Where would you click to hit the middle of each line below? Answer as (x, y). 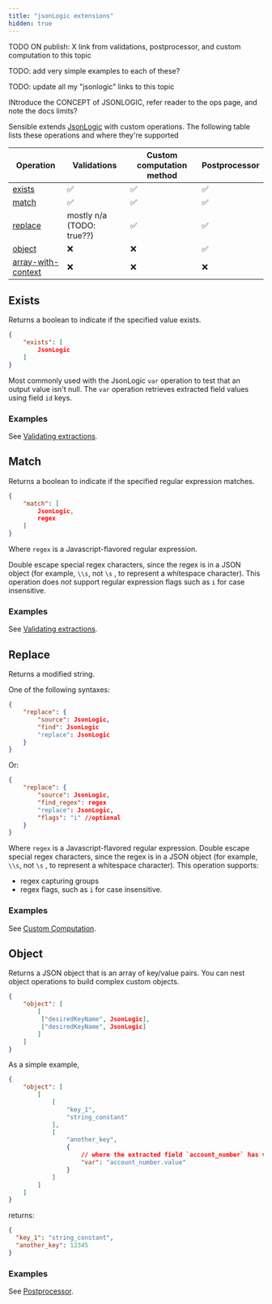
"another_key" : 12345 (52, 1246)
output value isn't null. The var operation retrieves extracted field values (129, 389)
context (27, 272)
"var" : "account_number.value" (133, 1162)
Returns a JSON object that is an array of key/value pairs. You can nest (127, 973)
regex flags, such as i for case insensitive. (91, 890)
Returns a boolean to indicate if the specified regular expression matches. (132, 481)
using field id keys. (40, 397)
